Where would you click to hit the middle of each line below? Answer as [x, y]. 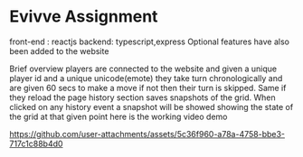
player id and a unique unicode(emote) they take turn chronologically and [146, 78]
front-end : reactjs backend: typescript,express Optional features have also [149, 42]
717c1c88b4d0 [36, 143]
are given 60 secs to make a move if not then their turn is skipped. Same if [148, 88]
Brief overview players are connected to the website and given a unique [143, 69]
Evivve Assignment [84, 17]
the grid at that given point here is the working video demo [118, 116]
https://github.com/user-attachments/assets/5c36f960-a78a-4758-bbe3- [147, 134]
